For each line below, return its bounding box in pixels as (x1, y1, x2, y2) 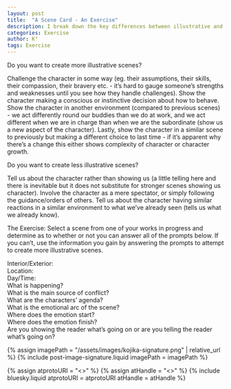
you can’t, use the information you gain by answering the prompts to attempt (7, 239, 224, 246)
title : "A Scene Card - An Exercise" (7, 17, 118, 23)
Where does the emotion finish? (7, 318, 98, 326)
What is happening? (7, 282, 64, 289)
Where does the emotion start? (7, 311, 95, 319)
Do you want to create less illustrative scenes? (7, 161, 139, 169)
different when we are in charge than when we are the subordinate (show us (7, 118, 223, 126)
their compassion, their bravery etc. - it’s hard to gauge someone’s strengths (7, 82, 224, 90)
